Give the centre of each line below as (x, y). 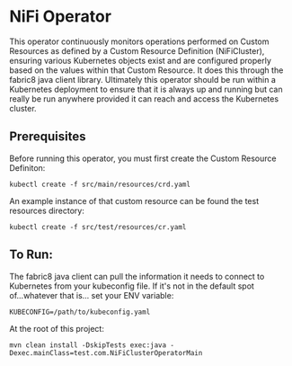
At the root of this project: (57, 328)
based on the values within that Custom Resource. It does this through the (146, 70)
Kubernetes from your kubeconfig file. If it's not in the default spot (132, 286)
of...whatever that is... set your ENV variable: (92, 295)
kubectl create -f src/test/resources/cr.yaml (98, 227)
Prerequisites (48, 137)
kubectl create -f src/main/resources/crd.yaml (100, 184)
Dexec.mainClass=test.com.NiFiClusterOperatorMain (106, 353)
